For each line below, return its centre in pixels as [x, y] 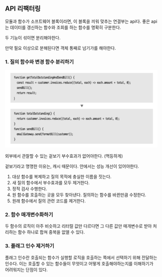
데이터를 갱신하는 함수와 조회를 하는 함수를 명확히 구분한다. [66, 27]
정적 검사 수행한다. [29, 189]
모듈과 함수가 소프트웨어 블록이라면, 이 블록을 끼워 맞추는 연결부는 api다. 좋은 [78, 21]
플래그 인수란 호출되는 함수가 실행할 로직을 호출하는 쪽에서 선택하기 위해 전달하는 [81, 257]
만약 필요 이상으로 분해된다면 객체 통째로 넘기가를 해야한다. [60, 48]
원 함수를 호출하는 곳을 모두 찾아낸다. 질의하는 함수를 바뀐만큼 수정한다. [79, 195]
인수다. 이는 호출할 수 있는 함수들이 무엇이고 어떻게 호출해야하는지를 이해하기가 [79, 263]
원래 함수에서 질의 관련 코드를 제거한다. [49, 201]
